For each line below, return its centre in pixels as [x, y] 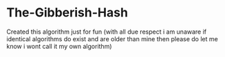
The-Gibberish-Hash [67, 13]
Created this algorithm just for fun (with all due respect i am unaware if [107, 32]
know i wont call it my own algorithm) [59, 46]
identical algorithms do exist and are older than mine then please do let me [112, 38]
